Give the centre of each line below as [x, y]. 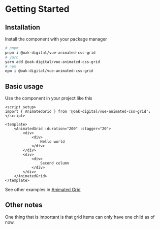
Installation [23, 27]
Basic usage [24, 86]
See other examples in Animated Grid [43, 190]
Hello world [52, 142]
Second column [55, 164]
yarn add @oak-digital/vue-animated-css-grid [52, 62]
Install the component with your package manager [56, 39]
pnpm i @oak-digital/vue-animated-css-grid [50, 53]
